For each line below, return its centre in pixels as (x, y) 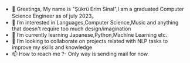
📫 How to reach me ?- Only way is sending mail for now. (80, 54)
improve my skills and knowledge (52, 47)
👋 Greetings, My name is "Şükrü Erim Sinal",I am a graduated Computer (98, 9)
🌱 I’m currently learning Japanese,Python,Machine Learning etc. (89, 35)
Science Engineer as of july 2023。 (54, 16)
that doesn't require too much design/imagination (71, 29)
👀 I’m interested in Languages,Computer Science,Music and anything (95, 22)
